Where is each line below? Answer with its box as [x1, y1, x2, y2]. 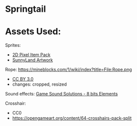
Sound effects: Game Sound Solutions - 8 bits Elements [5, 91, 118, 97]
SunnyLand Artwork [12, 57, 53, 63]
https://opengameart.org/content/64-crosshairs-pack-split [12, 115, 132, 121]
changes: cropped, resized [12, 81, 67, 87]
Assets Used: [5, 26, 61, 37]
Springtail [5, 3, 46, 15]
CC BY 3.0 [12, 76, 34, 82]
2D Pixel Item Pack [12, 52, 51, 58]
